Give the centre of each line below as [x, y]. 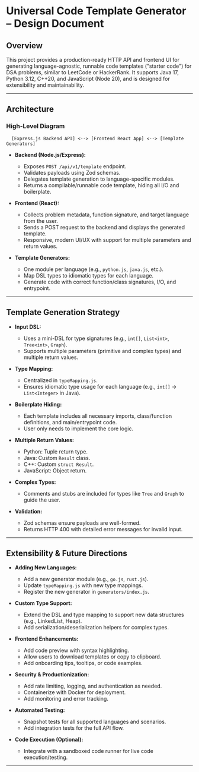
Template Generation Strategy [63, 312]
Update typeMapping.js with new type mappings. [83, 585]
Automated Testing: [40, 710]
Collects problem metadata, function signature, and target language [106, 215]
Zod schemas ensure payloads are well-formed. [82, 523]
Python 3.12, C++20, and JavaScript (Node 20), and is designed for [88, 79]
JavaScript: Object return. [55, 470]
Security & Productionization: [52, 675]
